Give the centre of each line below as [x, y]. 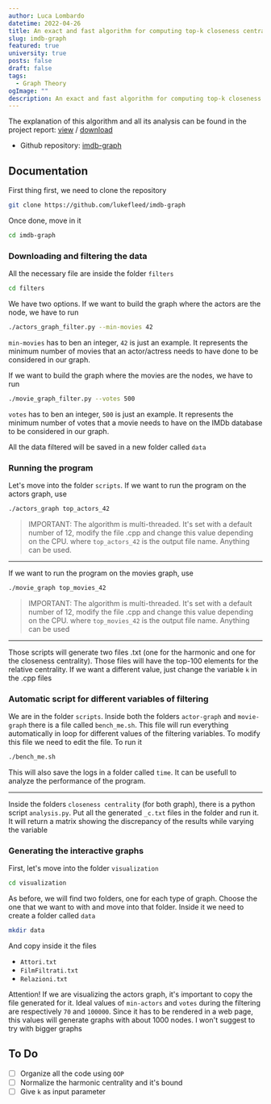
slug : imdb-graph [38, 38]
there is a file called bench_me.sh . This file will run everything [128, 725]
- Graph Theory [41, 83]
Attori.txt [38, 962]
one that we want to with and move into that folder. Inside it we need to [126, 907]
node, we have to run [44, 312]
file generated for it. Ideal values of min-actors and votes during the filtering [134, 1003]
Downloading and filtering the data [78, 256]
